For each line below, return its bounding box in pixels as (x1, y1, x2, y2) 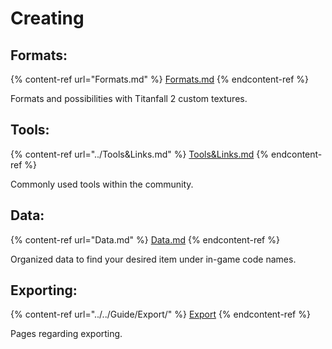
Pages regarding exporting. (10, 328, 123, 340)
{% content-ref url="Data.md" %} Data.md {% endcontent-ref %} (10, 233, 280, 246)
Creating (10, 7, 85, 30)
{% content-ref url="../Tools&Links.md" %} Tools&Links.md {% (10, 148, 270, 160)
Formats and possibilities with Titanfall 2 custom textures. (10, 93, 248, 104)
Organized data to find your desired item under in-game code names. (10, 253, 297, 265)
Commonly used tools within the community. (10, 178, 194, 190)
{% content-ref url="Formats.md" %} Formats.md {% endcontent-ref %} (10, 73, 310, 85)
